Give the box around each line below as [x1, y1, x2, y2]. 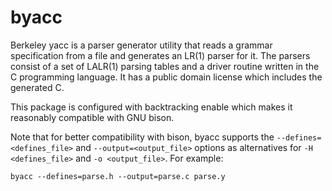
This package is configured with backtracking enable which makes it [10, 101, 293, 113]
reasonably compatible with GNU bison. [10, 111, 175, 123]
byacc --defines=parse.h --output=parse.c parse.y [10, 171, 226, 181]
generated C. [10, 81, 65, 93]
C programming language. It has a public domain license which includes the [10, 71, 323, 83]
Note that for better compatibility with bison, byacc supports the [10, 131, 275, 143]
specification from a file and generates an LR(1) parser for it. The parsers [10, 49, 311, 61]
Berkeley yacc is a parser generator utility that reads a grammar [10, 39, 273, 51]
